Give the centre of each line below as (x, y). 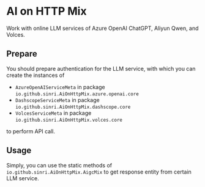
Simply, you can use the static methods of (59, 165)
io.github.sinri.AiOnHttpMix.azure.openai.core (77, 94)
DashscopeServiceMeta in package (57, 100)
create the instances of (35, 75)
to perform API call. (31, 131)
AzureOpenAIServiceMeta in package (60, 87)
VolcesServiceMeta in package (53, 113)
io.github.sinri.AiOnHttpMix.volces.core (69, 120)
